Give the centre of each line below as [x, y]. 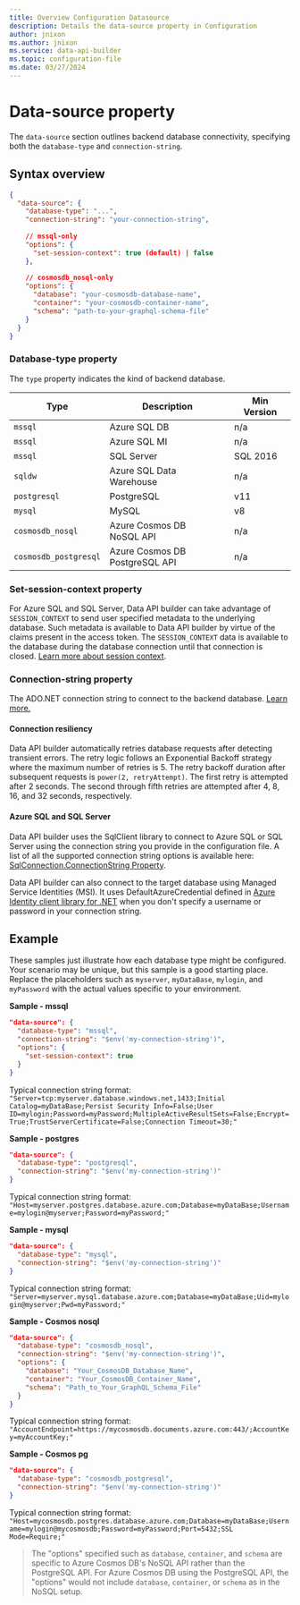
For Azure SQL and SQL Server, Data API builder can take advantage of [140, 608]
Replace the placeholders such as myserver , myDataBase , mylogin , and [136, 980]
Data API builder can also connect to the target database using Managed [143, 882]
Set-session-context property [76, 589]
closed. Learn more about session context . [88, 656]
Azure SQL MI [138, 441]
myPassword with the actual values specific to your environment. [125, 989]
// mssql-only [51, 236]
